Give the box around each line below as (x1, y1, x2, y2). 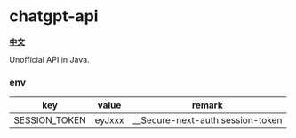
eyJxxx (94, 114, 124, 126)
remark (191, 99, 224, 111)
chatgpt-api (9, 6, 99, 27)
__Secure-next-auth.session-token (132, 114, 283, 126)
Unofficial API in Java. (9, 54, 91, 65)
